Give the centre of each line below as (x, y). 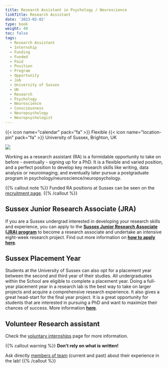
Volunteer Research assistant (53, 324)
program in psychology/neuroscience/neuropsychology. (63, 178)
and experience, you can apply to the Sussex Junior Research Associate (81, 226)
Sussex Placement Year (43, 258)
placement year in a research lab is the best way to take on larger (83, 287)
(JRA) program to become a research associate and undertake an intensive (83, 232)
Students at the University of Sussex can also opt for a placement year (78, 271)
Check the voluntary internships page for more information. (67, 336)
